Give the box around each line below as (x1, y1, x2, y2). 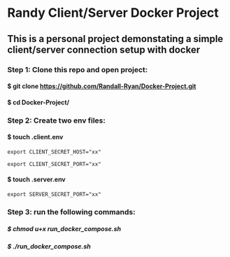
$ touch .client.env (7, 133, 64, 141)
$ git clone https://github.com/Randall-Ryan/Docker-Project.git (7, 82, 196, 90)
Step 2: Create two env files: (7, 116, 106, 125)
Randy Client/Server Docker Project (7, 5, 219, 21)
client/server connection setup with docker (7, 43, 201, 55)
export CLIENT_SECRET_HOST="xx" (7, 148, 101, 155)
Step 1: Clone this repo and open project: (7, 64, 148, 74)
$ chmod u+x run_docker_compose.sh (7, 224, 122, 232)
